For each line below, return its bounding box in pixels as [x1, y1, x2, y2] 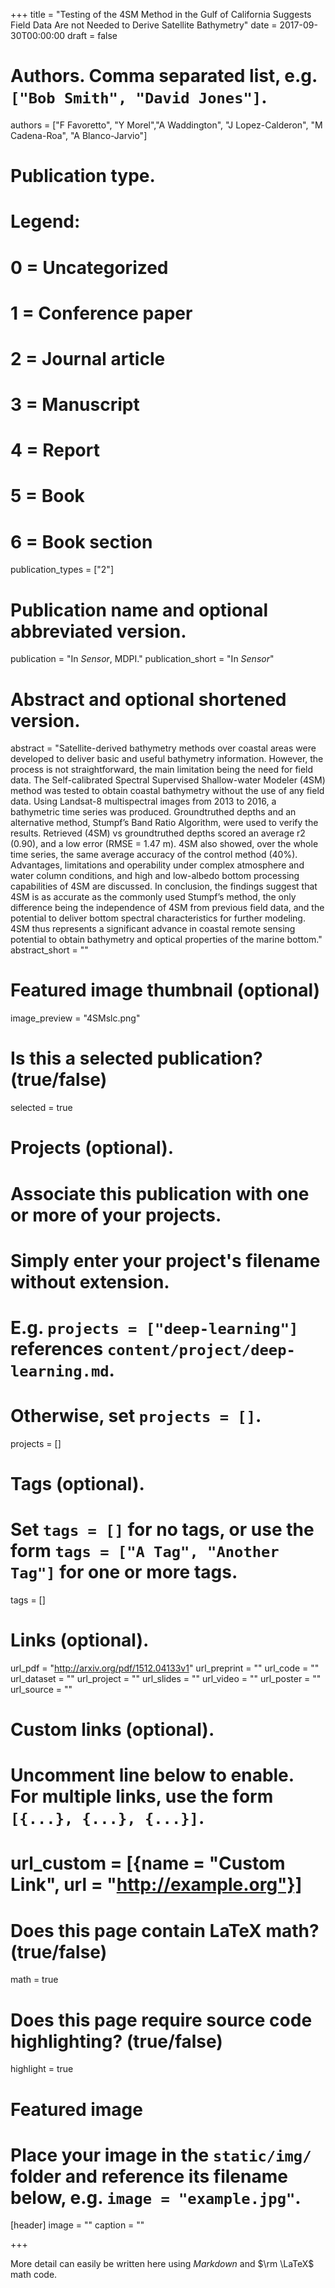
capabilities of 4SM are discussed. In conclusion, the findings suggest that [10, 880, 318, 893]
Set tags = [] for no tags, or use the [10, 1519, 315, 1541]
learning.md [10, 1362, 110, 1381]
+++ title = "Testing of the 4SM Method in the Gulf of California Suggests [10, 9, 312, 20]
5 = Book [10, 485, 85, 508]
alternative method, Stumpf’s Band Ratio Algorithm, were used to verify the [10, 817, 319, 829]
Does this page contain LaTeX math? [10, 1919, 320, 1942]
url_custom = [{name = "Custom [10, 1852, 286, 1875]
